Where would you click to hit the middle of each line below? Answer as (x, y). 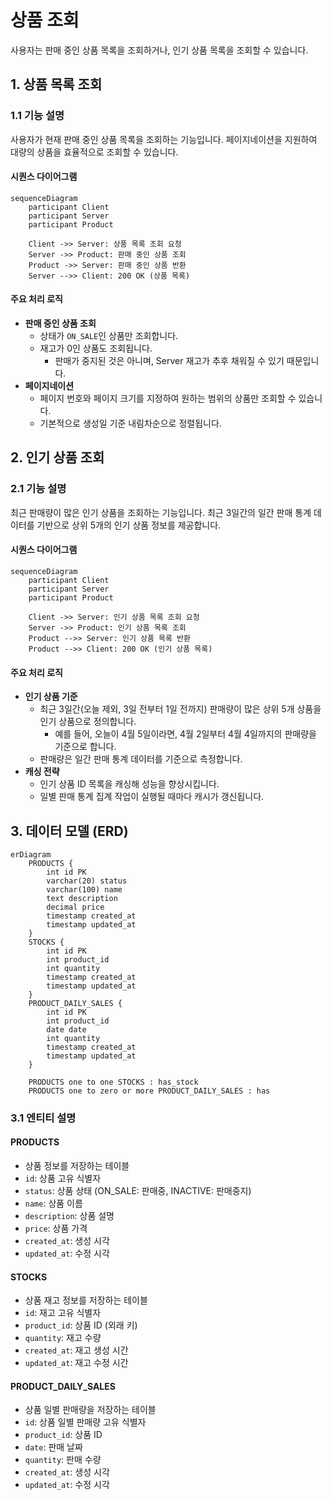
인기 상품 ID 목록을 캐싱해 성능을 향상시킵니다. (129, 784)
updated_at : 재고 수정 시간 (76, 1363)
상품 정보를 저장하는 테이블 (77, 1166)
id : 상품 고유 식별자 (63, 1178)
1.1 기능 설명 (37, 116)
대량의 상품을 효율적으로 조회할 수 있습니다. (94, 152)
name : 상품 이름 (53, 1203)
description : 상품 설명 (69, 1216)
